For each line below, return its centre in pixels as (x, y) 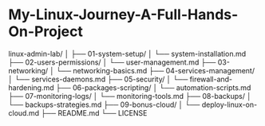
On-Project (46, 31)
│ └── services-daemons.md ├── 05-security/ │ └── (98, 79)
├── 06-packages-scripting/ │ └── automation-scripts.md (153, 87)
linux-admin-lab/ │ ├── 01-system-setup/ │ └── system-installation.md (127, 53)
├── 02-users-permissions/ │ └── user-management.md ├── (112, 62)
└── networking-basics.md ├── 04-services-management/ (155, 70)
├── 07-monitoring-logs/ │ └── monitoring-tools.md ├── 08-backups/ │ (130, 96)
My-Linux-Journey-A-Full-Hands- (123, 15)
